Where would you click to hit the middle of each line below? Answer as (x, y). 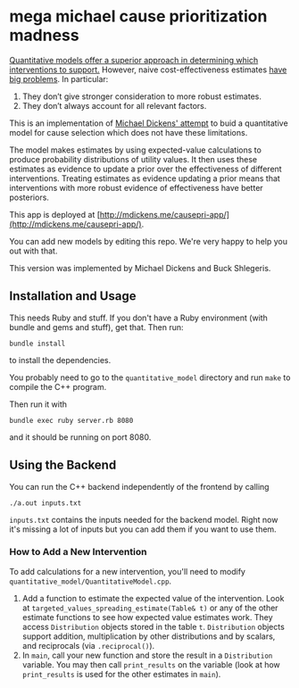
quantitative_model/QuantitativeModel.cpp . (91, 581)
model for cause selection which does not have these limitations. (129, 132)
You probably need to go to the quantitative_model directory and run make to (150, 377)
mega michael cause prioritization (138, 17)
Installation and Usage (73, 296)
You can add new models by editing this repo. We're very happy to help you (149, 241)
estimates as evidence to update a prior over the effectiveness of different (146, 169)
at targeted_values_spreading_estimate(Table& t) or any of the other (150, 608)
